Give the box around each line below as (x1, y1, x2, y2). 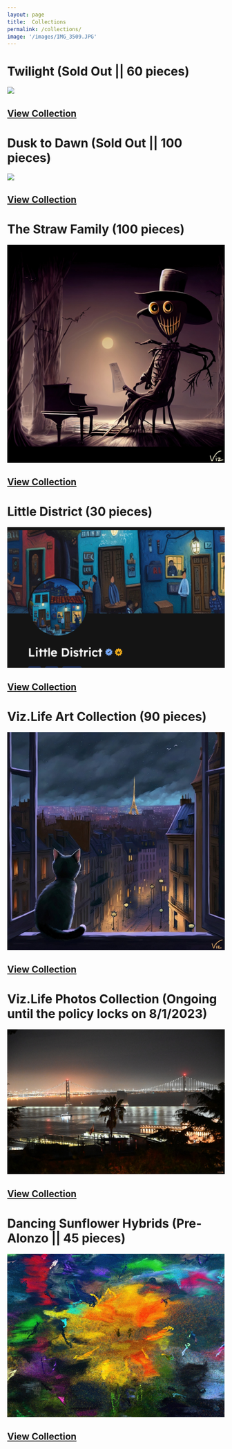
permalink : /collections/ (7, 26, 81, 33)
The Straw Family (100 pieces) (7, 221, 185, 237)
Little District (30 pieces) (7, 504, 153, 520)
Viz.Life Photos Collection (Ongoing (7, 992, 217, 1007)
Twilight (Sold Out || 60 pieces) (7, 64, 190, 80)
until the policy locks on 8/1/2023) (7, 1006, 208, 1022)
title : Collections (7, 18, 67, 26)
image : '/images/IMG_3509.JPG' (7, 33, 97, 40)
